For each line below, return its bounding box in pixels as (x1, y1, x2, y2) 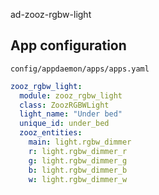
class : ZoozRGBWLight (19, 100, 110, 110)
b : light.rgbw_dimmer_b (28, 165, 128, 175)
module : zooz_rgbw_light (19, 90, 123, 101)
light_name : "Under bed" (19, 109, 123, 119)
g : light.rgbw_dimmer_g (28, 155, 128, 166)
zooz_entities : (19, 128, 83, 138)
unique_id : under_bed (19, 119, 110, 129)
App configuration (10, 37, 127, 54)
